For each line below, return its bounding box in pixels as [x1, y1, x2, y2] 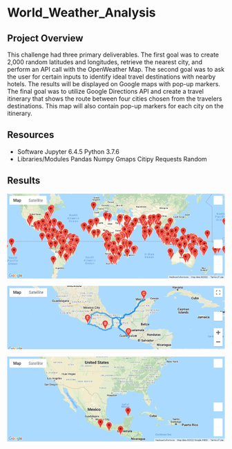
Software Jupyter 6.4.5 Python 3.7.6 [17, 147, 119, 156]
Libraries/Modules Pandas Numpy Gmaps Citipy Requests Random [17, 154, 207, 163]
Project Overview [7, 32, 84, 44]
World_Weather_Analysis [7, 5, 157, 21]
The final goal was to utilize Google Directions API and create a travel [7, 88, 204, 95]
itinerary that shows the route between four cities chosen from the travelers [7, 94, 222, 103]
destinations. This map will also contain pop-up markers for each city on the [7, 102, 224, 110]
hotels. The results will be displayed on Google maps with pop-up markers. [7, 80, 221, 88]
